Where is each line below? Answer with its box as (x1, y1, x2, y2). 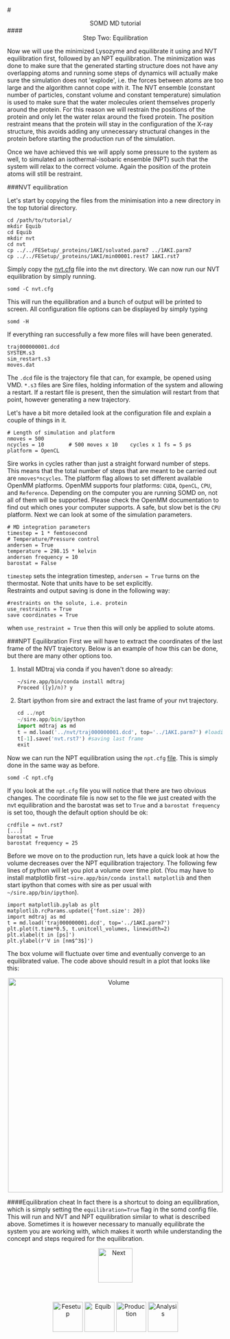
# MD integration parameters (7, 524, 91, 531)
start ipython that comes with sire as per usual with (7, 881, 152, 889)
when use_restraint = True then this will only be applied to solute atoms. (7, 624, 215, 632)
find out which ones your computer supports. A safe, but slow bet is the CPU (7, 503, 221, 511)
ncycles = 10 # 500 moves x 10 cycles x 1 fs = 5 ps (7, 442, 192, 448)
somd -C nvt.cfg (7, 286, 54, 293)
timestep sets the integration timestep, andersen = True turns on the (7, 572, 200, 580)
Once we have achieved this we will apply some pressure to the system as (7, 148, 218, 156)
